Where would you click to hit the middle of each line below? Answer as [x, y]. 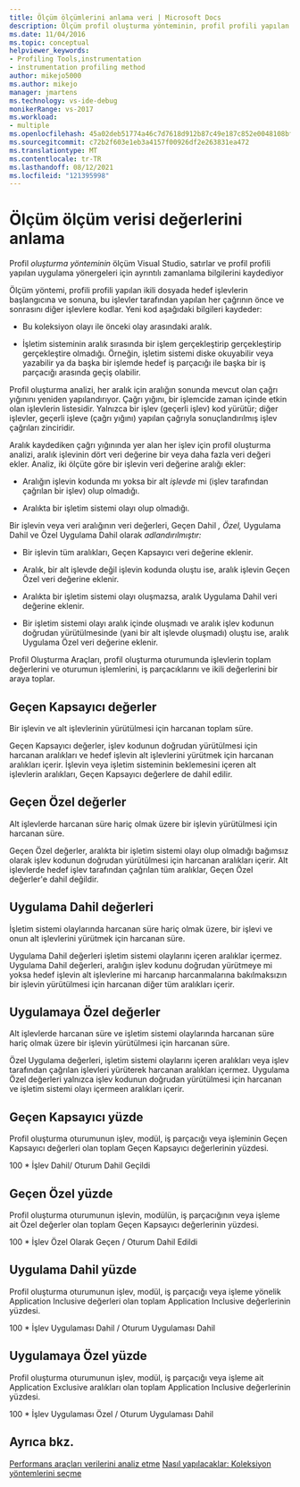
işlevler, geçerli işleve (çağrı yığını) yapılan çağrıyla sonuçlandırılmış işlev [143, 418]
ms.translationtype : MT [54, 150]
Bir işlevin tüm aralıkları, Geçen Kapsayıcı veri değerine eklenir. [137, 553]
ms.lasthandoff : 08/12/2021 [62, 167]
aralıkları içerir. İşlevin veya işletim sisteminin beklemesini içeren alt [133, 765]
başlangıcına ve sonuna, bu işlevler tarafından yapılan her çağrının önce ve [147, 300]
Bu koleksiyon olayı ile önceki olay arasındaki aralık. [117, 326]
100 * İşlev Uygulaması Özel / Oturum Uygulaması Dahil [112, 1414]
